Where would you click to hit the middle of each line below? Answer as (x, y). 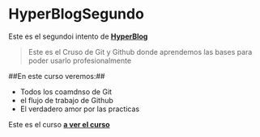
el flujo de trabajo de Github (66, 100)
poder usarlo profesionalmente (80, 60)
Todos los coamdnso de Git (66, 91)
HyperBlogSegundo (76, 14)
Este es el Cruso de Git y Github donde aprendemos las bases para (140, 52)
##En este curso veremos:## (57, 76)
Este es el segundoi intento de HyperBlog (78, 36)
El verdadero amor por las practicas (80, 109)
